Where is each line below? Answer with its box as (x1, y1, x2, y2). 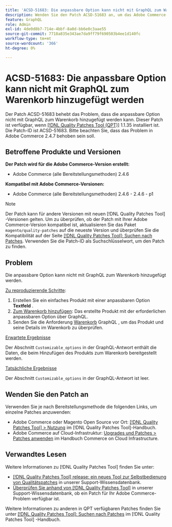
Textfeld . (12, 303, 34, 309)
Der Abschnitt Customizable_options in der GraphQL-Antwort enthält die (5, 344, 157, 351)
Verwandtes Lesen (5, 450, 67, 459)
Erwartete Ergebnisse (5, 334, 51, 341)
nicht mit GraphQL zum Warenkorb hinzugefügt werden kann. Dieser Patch (5, 116, 163, 123)
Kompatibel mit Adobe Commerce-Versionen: (5, 181, 105, 187)
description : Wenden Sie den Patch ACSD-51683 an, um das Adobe (5, 12, 145, 17)
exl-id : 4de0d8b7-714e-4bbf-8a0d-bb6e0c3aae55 (5, 27, 106, 32)
